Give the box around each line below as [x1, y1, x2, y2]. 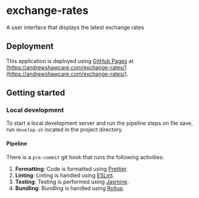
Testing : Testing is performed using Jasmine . [15, 178, 129, 185]
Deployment [6, 41, 54, 51]
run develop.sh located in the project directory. [6, 126, 123, 133]
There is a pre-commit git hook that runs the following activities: [6, 153, 164, 160]
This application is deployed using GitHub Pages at [6, 57, 133, 64]
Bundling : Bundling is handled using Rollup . [15, 184, 124, 191]
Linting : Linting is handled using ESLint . [15, 171, 115, 179]
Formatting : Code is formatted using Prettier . [15, 165, 128, 173]
